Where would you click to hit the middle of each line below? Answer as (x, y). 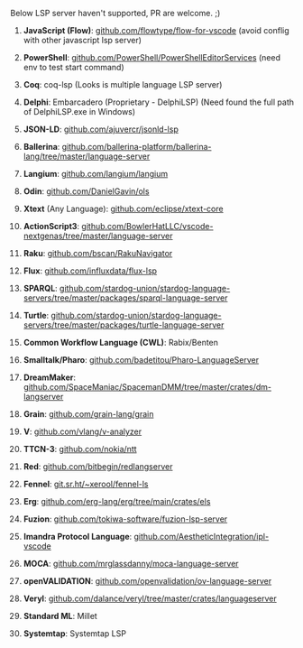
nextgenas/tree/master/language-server (98, 236)
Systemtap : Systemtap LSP (75, 634)
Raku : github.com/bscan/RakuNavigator (98, 253)
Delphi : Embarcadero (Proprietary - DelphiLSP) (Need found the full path (159, 102)
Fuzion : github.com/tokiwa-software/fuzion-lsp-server (125, 519)
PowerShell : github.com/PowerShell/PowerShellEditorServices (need (152, 57)
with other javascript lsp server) (83, 40)
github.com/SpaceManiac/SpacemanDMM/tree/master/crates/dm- (147, 387)
